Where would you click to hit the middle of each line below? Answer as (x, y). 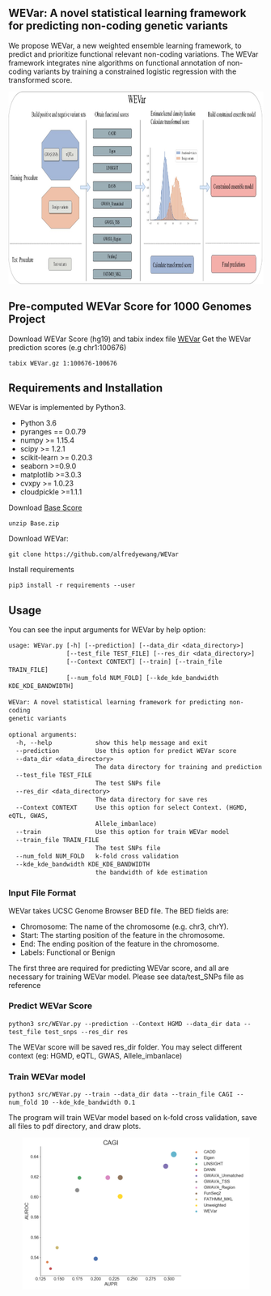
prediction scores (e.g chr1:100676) (68, 347)
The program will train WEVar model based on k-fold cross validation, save (133, 1118)
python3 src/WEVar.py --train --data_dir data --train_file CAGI (121, 1095)
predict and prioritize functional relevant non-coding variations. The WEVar (133, 54)
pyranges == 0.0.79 (53, 432)
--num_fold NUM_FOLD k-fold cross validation (97, 857)
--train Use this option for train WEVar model (123, 832)
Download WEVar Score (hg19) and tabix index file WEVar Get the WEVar (130, 339)
